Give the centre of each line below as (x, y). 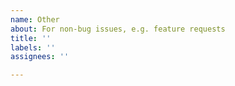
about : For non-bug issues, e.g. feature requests (118, 29)
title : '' (31, 38)
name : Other (35, 19)
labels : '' (33, 47)
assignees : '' (40, 57)
